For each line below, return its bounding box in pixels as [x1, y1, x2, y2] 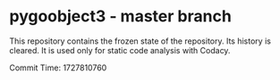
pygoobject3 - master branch [9, 6, 233, 27]
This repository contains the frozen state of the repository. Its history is [9, 36, 271, 46]
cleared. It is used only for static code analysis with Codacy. [9, 44, 231, 55]
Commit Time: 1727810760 [9, 62, 107, 73]
